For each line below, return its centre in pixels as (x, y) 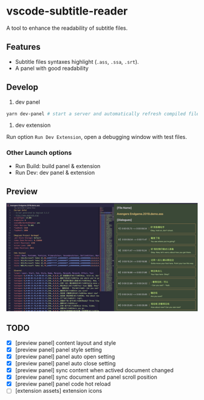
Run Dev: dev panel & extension (55, 172)
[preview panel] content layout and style (66, 343)
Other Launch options (39, 153)
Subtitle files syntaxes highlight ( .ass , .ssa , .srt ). (77, 61)
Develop (22, 87)
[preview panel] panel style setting (58, 350)
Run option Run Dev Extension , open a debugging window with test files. (97, 137)
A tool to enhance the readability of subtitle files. (67, 28)
